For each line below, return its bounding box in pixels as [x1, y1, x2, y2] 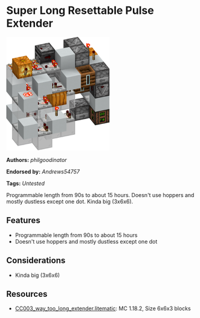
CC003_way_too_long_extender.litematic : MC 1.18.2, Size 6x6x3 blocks [15, 305, 192, 312]
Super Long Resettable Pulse [6, 4, 154, 18]
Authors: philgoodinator [6, 156, 67, 163]
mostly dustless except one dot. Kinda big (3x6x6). [6, 198, 134, 205]
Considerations [6, 255, 66, 266]
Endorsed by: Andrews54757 [6, 167, 80, 175]
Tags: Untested [6, 180, 45, 187]
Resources [6, 288, 48, 299]
